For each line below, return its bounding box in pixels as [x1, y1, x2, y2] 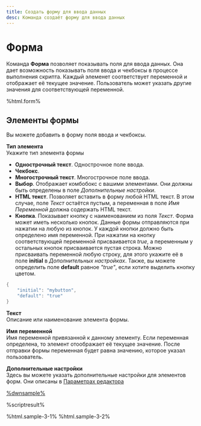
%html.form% [6, 98, 41, 105]
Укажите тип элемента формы [6, 149, 84, 157]
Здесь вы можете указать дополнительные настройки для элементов [6, 371, 187, 378]
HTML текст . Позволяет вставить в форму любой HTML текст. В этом [14, 193, 194, 200]
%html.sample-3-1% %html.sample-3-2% [6, 413, 110, 420]
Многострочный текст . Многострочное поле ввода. [14, 174, 150, 181]
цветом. [14, 270, 36, 278]
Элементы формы [6, 115, 79, 126]
